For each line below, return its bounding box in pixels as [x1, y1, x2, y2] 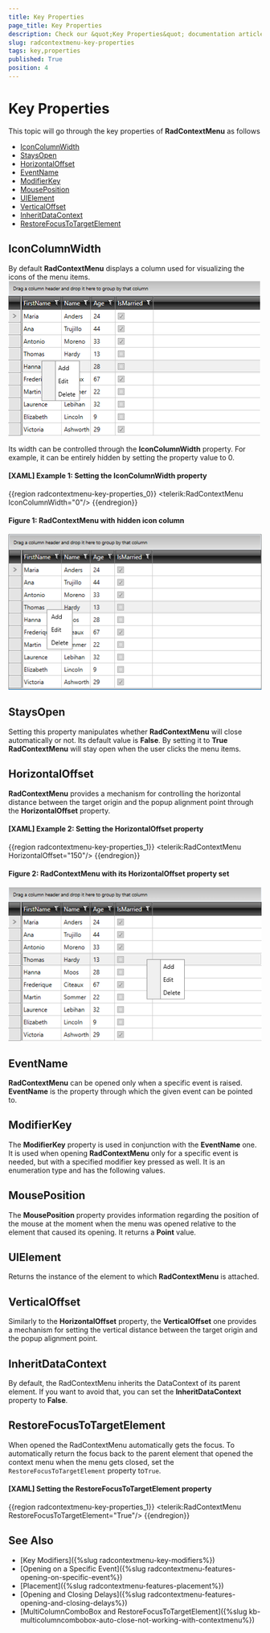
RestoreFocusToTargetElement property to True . [8, 1466, 162, 1475]
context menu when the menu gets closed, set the [8, 1457, 174, 1466]
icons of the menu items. [8, 272, 91, 282]
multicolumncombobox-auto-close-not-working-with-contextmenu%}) [19, 1614, 256, 1625]
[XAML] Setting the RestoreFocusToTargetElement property [8, 1484, 212, 1494]
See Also [8, 1534, 54, 1548]
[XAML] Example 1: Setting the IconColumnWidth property [8, 471, 207, 480]
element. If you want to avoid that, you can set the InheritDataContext [8, 1387, 242, 1396]
